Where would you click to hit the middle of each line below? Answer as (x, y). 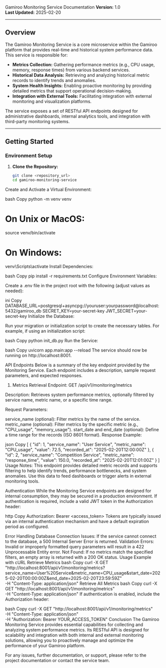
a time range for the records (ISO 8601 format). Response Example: (74, 435)
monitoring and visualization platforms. (52, 101)
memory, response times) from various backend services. (71, 70)
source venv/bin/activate (30, 233)
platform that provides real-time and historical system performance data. (79, 49)
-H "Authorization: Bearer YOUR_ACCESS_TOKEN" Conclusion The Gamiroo (82, 620)
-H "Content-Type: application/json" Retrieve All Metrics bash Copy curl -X (81, 583)
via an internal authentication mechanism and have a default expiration (77, 522)
